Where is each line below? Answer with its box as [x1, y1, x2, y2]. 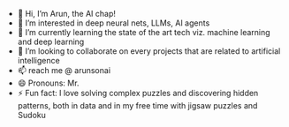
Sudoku [17, 110, 46, 120]
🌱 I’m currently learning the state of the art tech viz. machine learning [17, 27, 271, 37]
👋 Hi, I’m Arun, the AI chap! [17, 9, 117, 19]
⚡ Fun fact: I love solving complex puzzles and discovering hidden [17, 88, 259, 98]
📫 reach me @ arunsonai [17, 65, 111, 75]
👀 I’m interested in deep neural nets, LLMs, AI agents [17, 18, 210, 28]
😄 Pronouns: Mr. [17, 78, 80, 88]
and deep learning [17, 36, 85, 47]
